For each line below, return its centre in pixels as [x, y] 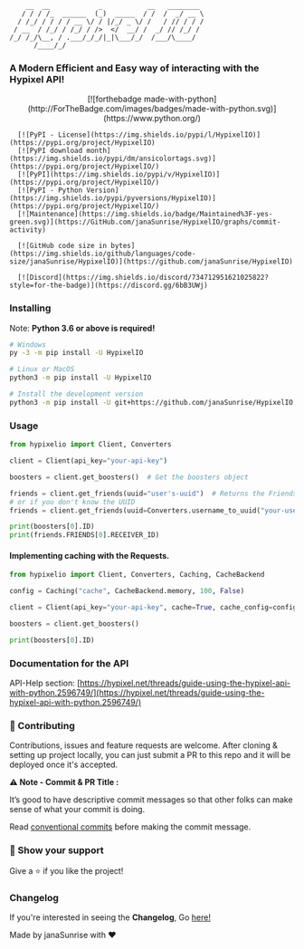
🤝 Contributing [42, 725]
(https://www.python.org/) [152, 119]
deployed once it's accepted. [64, 765]
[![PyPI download [50, 151]
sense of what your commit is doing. [77, 810]
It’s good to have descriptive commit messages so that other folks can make [151, 800]
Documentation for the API [69, 663]
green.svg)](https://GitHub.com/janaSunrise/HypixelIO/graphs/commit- [145, 222]
